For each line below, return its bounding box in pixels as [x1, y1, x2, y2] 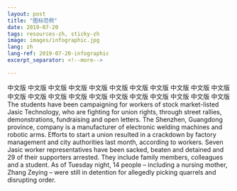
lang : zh [7, 43, 33, 50]
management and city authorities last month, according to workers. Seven [7, 138, 224, 146]
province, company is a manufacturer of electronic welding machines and [7, 122, 223, 131]
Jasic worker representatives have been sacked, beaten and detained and [7, 145, 224, 153]
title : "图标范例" [7, 17, 58, 24]
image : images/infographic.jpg [7, 37, 100, 44]
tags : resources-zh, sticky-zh [7, 30, 100, 38]
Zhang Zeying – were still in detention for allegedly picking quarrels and [7, 168, 216, 176]
